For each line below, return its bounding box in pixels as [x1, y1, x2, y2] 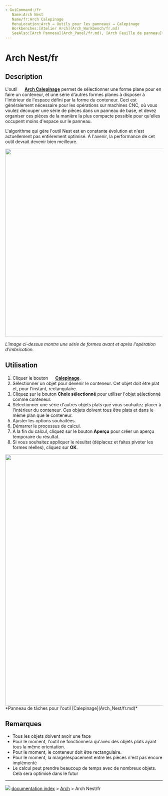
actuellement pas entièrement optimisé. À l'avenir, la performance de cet [5, 134, 155, 139]
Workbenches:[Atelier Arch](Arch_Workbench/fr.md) [11, 26, 120, 31]
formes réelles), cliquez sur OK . [12, 444, 78, 450]
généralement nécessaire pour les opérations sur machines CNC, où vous [5, 102, 157, 108]
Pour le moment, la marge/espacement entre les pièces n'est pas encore [12, 754, 162, 760]
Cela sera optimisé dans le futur [12, 770, 78, 776]
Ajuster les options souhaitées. [12, 417, 76, 423]
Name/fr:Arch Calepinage [11, 17, 64, 22]
